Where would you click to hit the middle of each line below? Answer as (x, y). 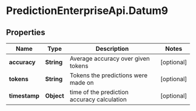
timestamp (24, 96)
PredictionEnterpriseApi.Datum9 (87, 11)
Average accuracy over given (110, 58)
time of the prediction (99, 92)
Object (55, 96)
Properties (26, 32)
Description (112, 49)
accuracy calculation (98, 99)
